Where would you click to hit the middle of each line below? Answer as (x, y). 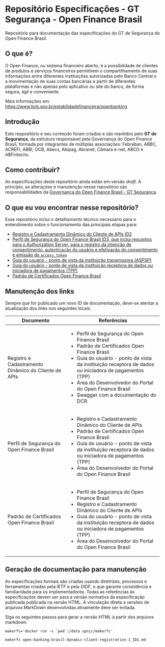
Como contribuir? (33, 170)
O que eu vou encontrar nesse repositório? (72, 207)
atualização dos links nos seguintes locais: (48, 308)
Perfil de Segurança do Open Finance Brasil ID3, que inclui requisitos (82, 240)
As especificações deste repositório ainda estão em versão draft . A (73, 182)
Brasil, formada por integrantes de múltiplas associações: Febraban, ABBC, (81, 144)
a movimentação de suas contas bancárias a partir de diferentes (70, 81)
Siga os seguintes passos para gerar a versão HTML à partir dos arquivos (80, 617)
